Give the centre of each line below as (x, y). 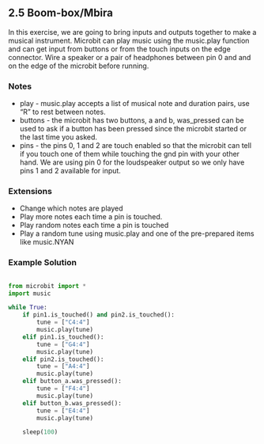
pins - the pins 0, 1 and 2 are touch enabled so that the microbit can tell (135, 146)
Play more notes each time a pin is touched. (91, 217)
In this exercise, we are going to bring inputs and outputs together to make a (132, 32)
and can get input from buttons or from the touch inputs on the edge (119, 49)
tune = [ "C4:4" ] (63, 323)
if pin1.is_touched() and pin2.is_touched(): (99, 315)
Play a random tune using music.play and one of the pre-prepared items (137, 233)
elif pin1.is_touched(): (63, 337)
